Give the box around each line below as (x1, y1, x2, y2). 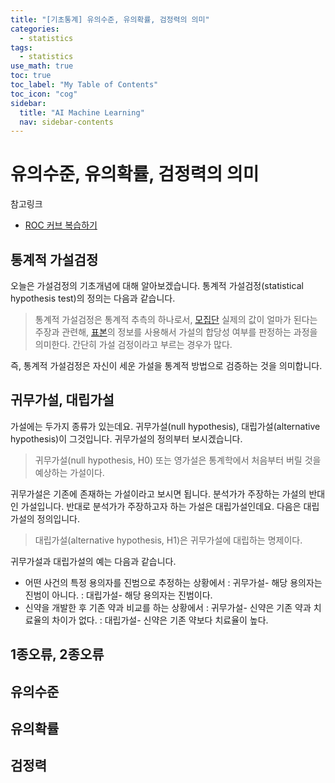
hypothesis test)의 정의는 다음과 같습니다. (10, 292, 176, 304)
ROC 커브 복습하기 (24, 219, 98, 231)
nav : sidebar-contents (19, 117, 114, 127)
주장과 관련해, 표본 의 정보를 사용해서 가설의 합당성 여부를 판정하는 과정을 (34, 326, 318, 338)
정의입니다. (36, 512, 81, 525)
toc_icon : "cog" (10, 89, 78, 99)
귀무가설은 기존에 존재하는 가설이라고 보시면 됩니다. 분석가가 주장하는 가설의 (10, 487, 307, 500)
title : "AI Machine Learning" (19, 107, 145, 118)
